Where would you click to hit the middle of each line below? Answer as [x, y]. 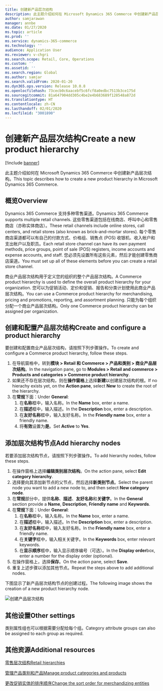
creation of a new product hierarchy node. [47, 589]
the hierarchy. [26, 391]
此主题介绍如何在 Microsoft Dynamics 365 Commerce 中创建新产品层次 [76, 173]
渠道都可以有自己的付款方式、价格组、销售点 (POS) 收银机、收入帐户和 [84, 238]
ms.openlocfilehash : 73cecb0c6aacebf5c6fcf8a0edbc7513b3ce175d [70, 91]
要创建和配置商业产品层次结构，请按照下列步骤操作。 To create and [72, 348]
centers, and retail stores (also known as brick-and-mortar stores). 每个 [76, 231]
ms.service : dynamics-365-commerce [41, 41]
